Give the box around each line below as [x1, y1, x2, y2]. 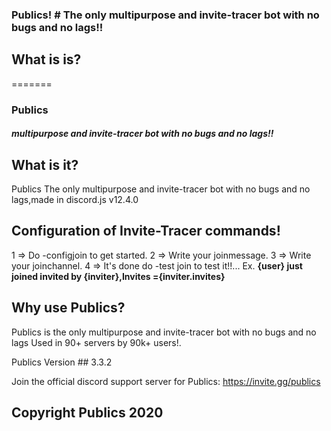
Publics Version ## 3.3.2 [11, 356, 113, 368]
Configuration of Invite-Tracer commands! [11, 223, 281, 240]
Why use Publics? [11, 299, 126, 317]
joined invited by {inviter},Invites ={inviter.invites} [11, 270, 226, 282]
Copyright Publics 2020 [11, 404, 164, 422]
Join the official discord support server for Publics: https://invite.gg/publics [11, 375, 321, 387]
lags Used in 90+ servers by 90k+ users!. [11, 336, 182, 348]
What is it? [11, 156, 79, 173]
